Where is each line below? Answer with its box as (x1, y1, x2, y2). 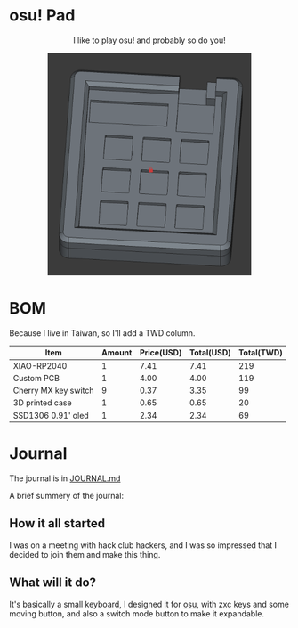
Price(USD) (139, 347, 182, 358)
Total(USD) (189, 347, 231, 358)
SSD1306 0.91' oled (12, 410, 89, 420)
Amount (101, 347, 133, 358)
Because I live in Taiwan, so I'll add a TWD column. (9, 327, 196, 338)
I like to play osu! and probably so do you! (72, 35, 227, 45)
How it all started (9, 516, 105, 531)
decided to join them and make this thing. (9, 549, 161, 559)
